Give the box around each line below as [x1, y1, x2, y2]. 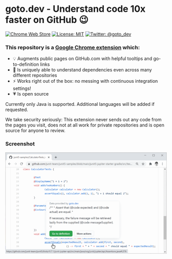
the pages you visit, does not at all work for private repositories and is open [5, 122, 165, 128]
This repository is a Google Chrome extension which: [5, 44, 140, 51]
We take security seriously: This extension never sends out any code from [5, 117, 162, 123]
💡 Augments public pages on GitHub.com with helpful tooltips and [12, 55, 153, 62]
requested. [5, 106, 28, 113]
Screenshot [5, 140, 35, 147]
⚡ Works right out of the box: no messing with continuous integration [12, 78, 158, 84]
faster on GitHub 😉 [5, 14, 89, 26]
